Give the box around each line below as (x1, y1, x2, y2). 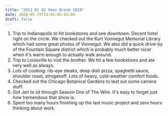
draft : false (5, 17, 33, 22)
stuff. (12, 84, 24, 90)
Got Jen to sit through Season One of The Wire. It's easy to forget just (12, 89, 157, 95)
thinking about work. (12, 105, 55, 111)
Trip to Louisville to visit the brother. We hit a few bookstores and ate (12, 57, 155, 63)
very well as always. (12, 62, 54, 68)
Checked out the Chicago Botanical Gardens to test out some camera (12, 78, 157, 84)
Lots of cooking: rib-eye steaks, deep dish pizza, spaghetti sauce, (12, 68, 149, 74)
